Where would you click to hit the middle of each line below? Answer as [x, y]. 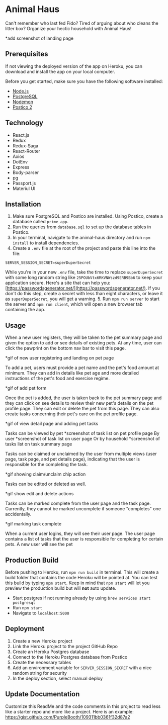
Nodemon [23, 102]
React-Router [26, 151]
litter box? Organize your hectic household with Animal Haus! [68, 28]
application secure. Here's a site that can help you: [58, 283]
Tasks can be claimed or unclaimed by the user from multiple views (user [81, 454]
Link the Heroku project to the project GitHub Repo [65, 646]
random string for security [39, 673]
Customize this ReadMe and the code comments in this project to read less [83, 706]
